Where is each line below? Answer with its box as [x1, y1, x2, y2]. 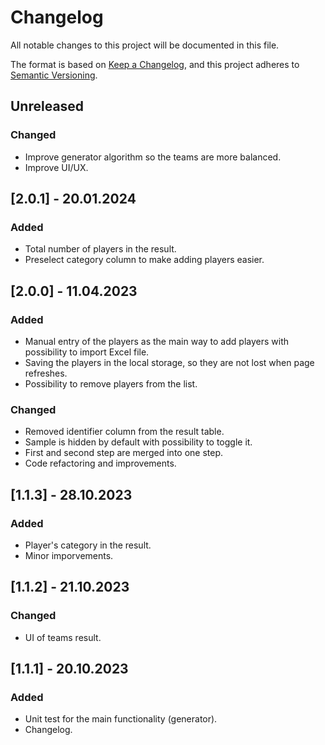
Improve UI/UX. [24, 161, 89, 173]
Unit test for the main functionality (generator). [24, 713, 218, 725]
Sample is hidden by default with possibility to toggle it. [24, 436, 253, 448]
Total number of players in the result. [24, 243, 177, 255]
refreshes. [24, 367, 68, 379]
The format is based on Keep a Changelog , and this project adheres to [10, 58, 300, 70]
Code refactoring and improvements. [24, 457, 177, 470]
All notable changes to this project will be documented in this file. [10, 39, 280, 51]
